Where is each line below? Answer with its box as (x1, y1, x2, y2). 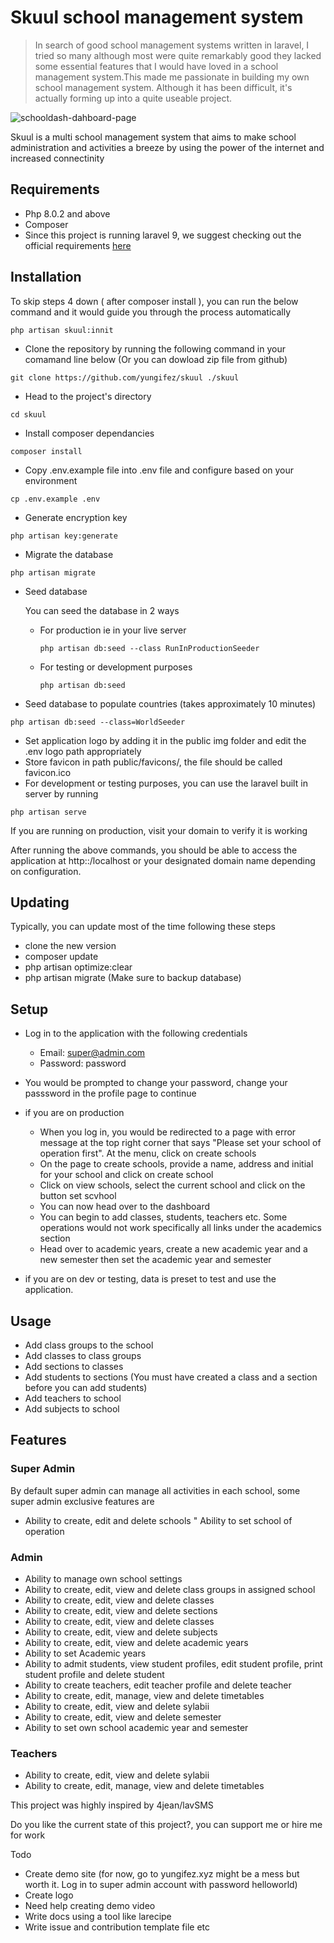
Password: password (39, 1057, 127, 1070)
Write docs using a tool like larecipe (24, 1911, 172, 1923)
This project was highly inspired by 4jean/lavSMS (10, 1799, 214, 1811)
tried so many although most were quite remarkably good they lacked (34, 49, 322, 61)
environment (24, 474, 78, 486)
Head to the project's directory (24, 390, 152, 402)
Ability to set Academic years (24, 1647, 147, 1659)
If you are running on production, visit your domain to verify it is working (10, 824, 308, 836)
